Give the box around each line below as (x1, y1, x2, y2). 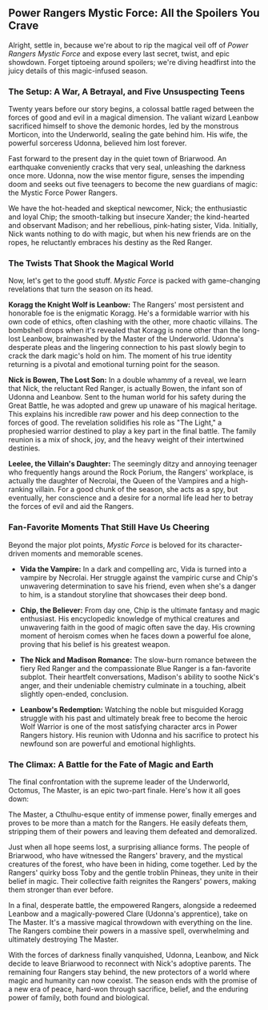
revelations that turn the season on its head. (8, 284, 154, 294)
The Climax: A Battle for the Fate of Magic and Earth (8, 759, 214, 770)
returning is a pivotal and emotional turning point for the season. (8, 360, 220, 369)
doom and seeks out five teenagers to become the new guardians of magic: (8, 180, 258, 189)
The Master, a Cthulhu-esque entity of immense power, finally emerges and (8, 810, 258, 819)
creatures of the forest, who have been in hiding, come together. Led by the (8, 859, 258, 869)
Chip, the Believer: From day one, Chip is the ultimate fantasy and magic (19, 605, 261, 615)
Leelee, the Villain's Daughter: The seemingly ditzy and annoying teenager (8, 459, 258, 469)
